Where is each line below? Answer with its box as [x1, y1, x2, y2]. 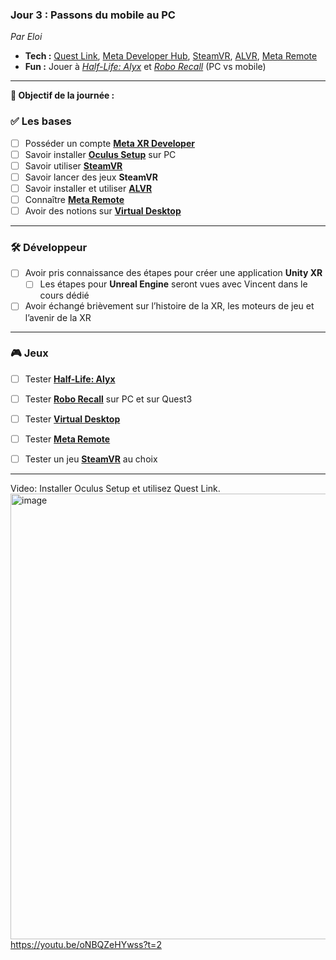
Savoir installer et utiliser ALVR [24, 182, 153, 194]
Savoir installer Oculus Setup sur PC [24, 148, 177, 160]
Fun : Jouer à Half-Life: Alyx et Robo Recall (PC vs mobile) [24, 61, 267, 73]
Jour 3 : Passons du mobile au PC [10, 8, 176, 22]
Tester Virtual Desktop [24, 413, 121, 425]
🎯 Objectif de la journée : [10, 89, 115, 102]
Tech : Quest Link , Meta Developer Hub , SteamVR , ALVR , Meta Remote [24, 50, 318, 62]
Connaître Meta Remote [24, 193, 125, 205]
